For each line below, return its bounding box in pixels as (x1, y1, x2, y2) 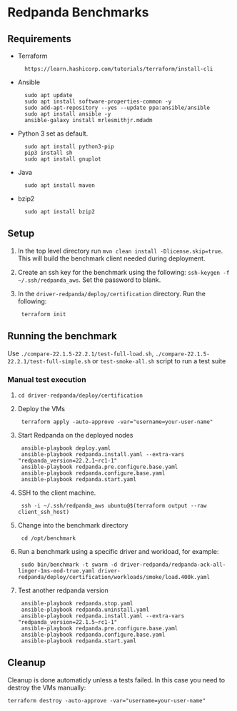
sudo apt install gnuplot (24, 156, 101, 163)
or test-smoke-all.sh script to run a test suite (92, 356, 226, 365)
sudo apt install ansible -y (24, 111, 111, 118)
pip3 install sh (24, 149, 73, 156)
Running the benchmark (7, 330, 117, 343)
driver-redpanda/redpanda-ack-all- (120, 561, 226, 568)
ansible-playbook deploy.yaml (21, 444, 111, 452)
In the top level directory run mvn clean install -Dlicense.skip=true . (17, 246, 223, 255)
